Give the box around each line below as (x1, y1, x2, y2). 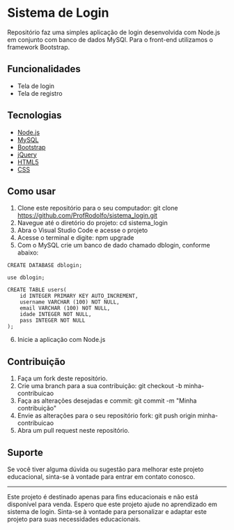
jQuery (17, 150, 37, 159)
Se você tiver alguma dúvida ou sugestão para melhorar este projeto (7, 465, 204, 473)
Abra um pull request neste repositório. (17, 427, 130, 435)
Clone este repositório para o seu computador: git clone (17, 204, 178, 213)
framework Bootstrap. (7, 43, 70, 51)
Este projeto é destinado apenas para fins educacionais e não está (7, 493, 198, 501)
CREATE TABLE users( (7, 287, 68, 294)
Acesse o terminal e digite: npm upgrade (17, 234, 134, 242)
